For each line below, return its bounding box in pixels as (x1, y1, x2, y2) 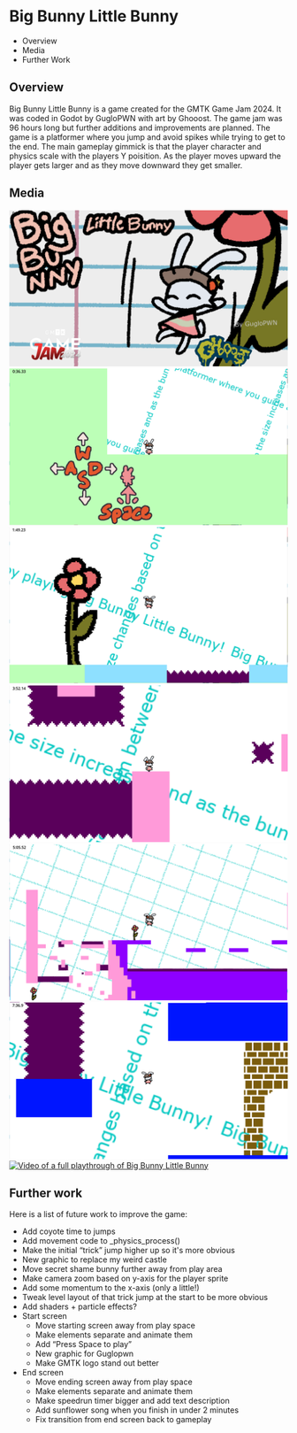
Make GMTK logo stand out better (34, 1358, 159, 1368)
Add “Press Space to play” (34, 1339, 133, 1350)
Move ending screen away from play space (34, 1376, 193, 1387)
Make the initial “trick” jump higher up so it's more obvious (21, 1245, 236, 1256)
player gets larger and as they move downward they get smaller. (9, 159, 243, 170)
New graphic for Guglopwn (34, 1348, 134, 1360)
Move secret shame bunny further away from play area (21, 1264, 223, 1275)
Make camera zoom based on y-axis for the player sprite (21, 1273, 229, 1284)
